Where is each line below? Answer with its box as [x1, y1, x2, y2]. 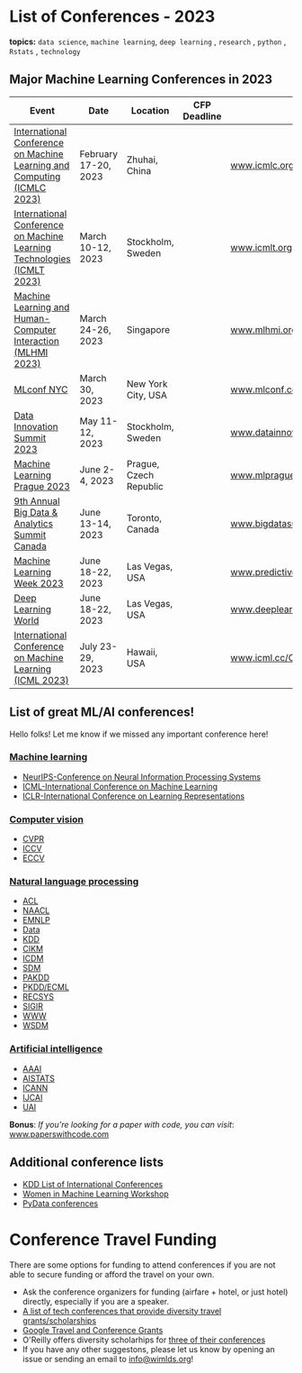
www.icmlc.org [230, 159, 295, 171]
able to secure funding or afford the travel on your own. [9, 1268, 215, 1279]
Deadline [182, 110, 222, 123]
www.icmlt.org [230, 241, 292, 253]
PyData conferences [22, 1197, 99, 1209]
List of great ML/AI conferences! [9, 705, 195, 720]
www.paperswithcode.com [9, 1129, 110, 1140]
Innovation [13, 420, 58, 433]
